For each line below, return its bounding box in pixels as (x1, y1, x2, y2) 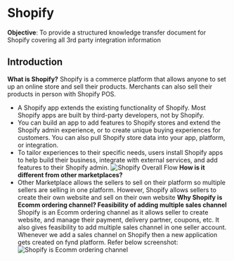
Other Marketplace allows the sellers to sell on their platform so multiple (17, 178, 226, 186)
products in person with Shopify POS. (7, 89, 117, 98)
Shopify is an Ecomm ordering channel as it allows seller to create (17, 208, 209, 216)
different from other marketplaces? (17, 170, 123, 179)
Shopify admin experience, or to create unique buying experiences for (17, 125, 221, 134)
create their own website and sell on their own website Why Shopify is (17, 193, 223, 201)
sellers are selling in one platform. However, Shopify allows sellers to (17, 185, 216, 194)
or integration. (17, 141, 59, 149)
